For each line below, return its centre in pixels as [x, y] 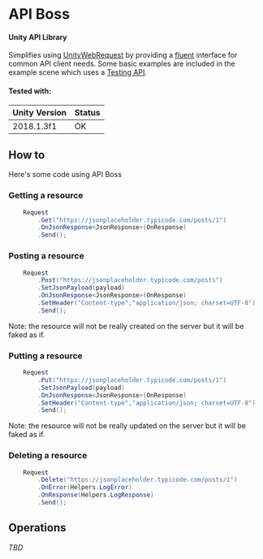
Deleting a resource [48, 456]
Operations [37, 528]
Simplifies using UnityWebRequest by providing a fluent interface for [123, 55]
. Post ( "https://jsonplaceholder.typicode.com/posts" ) [130, 280]
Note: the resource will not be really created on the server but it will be [126, 326]
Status [87, 112]
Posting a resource [46, 256]
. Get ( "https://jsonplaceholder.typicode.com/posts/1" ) [132, 220]
